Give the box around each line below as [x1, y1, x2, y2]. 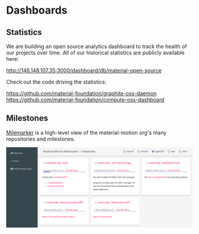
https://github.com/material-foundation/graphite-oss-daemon [6, 90, 157, 97]
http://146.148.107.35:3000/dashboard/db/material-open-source [6, 67, 162, 74]
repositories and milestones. [6, 135, 76, 142]
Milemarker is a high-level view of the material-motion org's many [6, 129, 167, 136]
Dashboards [6, 4, 68, 17]
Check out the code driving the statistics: [6, 78, 107, 85]
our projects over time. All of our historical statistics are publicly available [6, 49, 185, 56]
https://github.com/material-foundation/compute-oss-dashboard [6, 96, 165, 103]
